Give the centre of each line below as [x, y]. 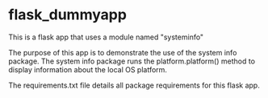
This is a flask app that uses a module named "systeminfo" [106, 37]
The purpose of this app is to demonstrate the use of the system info [123, 52]
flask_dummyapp [68, 15]
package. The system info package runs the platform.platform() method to [132, 61]
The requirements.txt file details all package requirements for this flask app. [134, 85]
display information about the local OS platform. [88, 69]
